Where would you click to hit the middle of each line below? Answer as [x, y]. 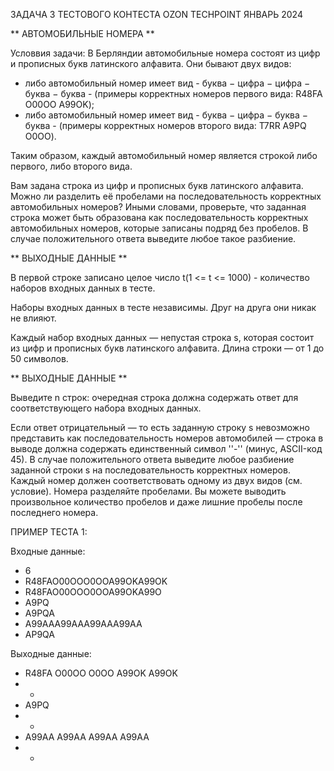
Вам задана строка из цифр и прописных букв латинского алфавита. [157, 185]
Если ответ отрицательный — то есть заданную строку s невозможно [160, 427]
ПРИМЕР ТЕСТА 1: [49, 532]
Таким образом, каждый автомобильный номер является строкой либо [164, 155]
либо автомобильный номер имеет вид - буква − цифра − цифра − [167, 83]
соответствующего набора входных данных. [106, 408]
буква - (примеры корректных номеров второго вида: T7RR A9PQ [165, 125]
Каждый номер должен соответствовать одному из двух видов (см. [156, 480]
